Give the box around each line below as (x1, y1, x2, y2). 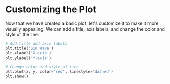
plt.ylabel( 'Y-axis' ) (5, 55, 52, 61)
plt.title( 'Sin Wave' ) (5, 46, 54, 51)
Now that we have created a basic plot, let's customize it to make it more (5, 20, 159, 26)
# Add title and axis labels (5, 41, 68, 46)
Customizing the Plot (5, 4, 96, 15)
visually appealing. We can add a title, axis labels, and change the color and (5, 25, 165, 32)
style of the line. (5, 31, 39, 37)
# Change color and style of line (5, 65, 79, 70)
